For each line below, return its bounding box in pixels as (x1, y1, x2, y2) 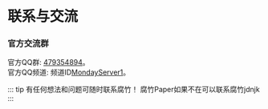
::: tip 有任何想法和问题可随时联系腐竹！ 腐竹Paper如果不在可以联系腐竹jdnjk (7, 85, 260, 95)
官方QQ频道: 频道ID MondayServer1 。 (7, 67, 131, 77)
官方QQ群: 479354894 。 (7, 58, 90, 67)
